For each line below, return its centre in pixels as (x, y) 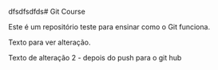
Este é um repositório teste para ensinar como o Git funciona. (109, 27)
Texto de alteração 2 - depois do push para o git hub (95, 58)
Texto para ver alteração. (50, 42)
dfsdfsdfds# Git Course (47, 12)
